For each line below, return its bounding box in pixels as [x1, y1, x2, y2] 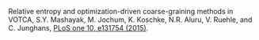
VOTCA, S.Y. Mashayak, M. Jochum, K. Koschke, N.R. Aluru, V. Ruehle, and [8, 15, 253, 24]
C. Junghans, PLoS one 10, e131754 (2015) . [8, 24, 149, 32]
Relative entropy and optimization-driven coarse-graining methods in [8, 7, 234, 16]
